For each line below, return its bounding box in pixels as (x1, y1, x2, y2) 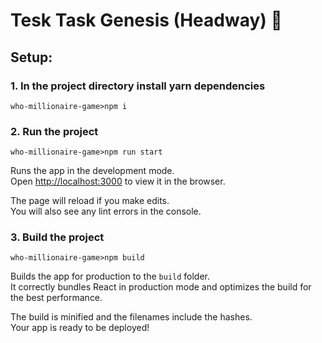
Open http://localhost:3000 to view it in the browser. (10, 175, 226, 188)
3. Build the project (10, 230, 105, 244)
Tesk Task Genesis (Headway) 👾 (10, 9, 283, 32)
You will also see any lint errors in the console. (10, 205, 202, 218)
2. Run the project (10, 124, 99, 138)
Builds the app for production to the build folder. (10, 270, 211, 283)
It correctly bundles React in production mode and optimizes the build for (10, 281, 312, 293)
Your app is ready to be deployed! (10, 322, 150, 334)
